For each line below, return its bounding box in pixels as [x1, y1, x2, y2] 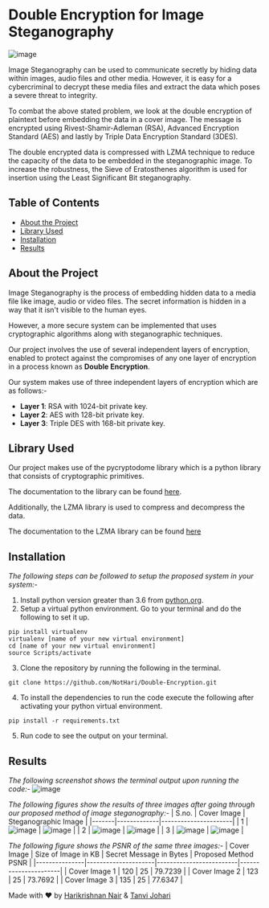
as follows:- [8, 386, 47, 395]
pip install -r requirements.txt [8, 717, 120, 725]
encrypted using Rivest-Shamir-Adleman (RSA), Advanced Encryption [8, 123, 239, 133]
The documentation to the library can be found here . [8, 487, 182, 497]
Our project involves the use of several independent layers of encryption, [8, 344, 251, 354]
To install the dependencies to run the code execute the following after [19, 693, 255, 702]
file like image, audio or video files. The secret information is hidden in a [8, 296, 247, 306]
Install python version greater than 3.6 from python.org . [19, 595, 204, 605]
